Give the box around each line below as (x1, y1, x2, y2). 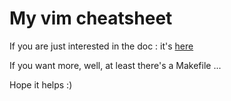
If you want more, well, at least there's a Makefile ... (9, 59, 222, 71)
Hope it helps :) (9, 78, 73, 91)
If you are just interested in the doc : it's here (9, 40, 194, 52)
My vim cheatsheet (9, 7, 173, 30)
